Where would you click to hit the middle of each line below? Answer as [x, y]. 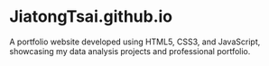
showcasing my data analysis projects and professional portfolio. [130, 51]
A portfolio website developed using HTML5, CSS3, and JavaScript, [135, 42]
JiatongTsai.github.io [91, 17]
